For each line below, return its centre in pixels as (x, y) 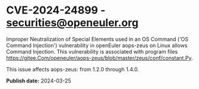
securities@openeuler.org (72, 23)
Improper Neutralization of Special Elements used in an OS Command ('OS (97, 39)
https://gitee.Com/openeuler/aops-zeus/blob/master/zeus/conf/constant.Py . (99, 58)
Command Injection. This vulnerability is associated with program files (92, 51)
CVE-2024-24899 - (56, 10)
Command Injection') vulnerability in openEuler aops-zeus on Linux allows (97, 45)
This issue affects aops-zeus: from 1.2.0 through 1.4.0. (73, 69)
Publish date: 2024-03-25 (39, 81)
